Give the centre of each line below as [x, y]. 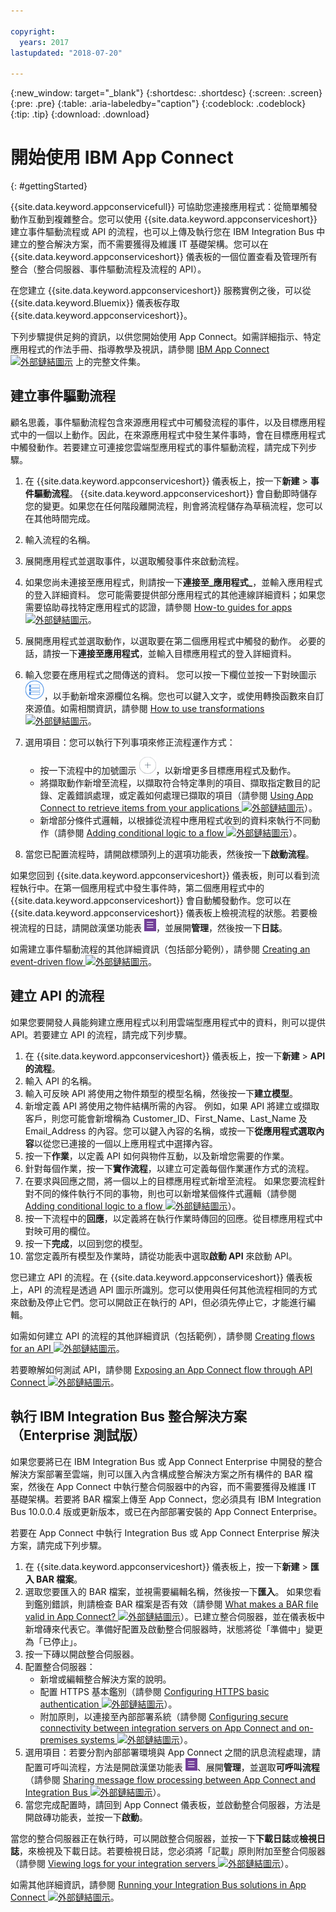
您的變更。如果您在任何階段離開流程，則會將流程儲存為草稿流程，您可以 [173, 506]
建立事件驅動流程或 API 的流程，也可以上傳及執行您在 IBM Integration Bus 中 [168, 232]
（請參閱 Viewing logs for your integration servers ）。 [152, 1863]
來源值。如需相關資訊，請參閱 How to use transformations [144, 708]
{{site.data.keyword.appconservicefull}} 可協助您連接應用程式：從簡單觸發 [164, 207]
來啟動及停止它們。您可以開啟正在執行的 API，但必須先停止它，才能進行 [159, 1302]
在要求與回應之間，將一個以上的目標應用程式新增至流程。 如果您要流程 [170, 1181]
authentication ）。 [108, 1704]
